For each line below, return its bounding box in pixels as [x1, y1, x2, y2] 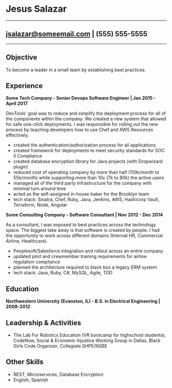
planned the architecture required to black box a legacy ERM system [13, 264, 157, 270]
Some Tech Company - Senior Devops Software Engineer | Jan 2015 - [6, 95, 156, 101]
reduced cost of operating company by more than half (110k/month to [13, 169, 160, 176]
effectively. [6, 132, 30, 138]
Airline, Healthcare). [6, 238, 48, 244]
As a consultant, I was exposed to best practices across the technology [6, 222, 156, 228]
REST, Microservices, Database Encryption [13, 371, 104, 377]
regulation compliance [13, 259, 60, 265]
